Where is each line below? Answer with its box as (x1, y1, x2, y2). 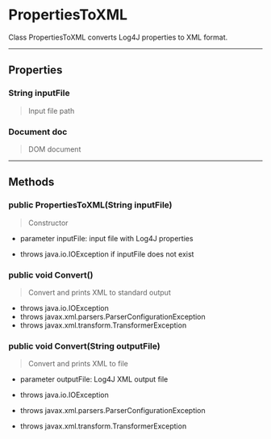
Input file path (27, 106, 75, 115)
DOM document (27, 144, 81, 154)
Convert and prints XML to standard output (27, 287, 171, 297)
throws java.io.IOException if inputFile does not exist (19, 249, 194, 259)
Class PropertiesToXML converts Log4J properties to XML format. (8, 32, 228, 42)
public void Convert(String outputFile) (8, 341, 161, 352)
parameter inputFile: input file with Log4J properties (19, 233, 194, 243)
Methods (8, 175, 55, 189)
